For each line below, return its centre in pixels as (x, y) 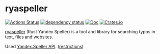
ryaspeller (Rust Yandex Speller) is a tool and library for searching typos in (80, 31)
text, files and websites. (29, 37)
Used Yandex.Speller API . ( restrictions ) (44, 46)
